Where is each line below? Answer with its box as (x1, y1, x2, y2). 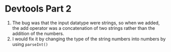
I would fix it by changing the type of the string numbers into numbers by (12, 36, 166, 42)
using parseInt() (12, 41, 48, 47)
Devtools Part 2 (5, 3, 72, 15)
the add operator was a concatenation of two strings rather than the (12, 25, 155, 31)
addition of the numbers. (12, 30, 64, 36)
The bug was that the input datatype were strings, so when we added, (12, 20, 160, 26)
